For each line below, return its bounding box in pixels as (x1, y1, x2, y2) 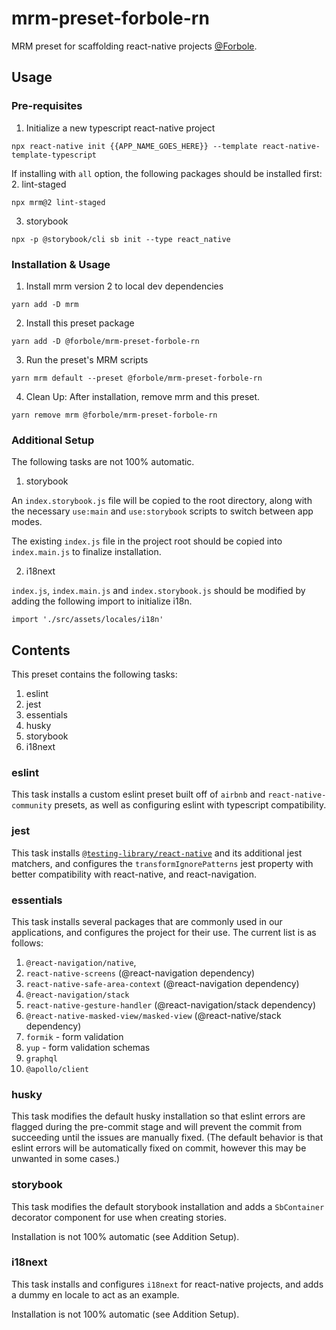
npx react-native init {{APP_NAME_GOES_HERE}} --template (11, 141, 258, 151)
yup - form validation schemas (25, 1041, 151, 1053)
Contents (11, 642, 71, 659)
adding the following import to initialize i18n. (11, 595, 193, 607)
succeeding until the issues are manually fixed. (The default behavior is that (11, 1132, 324, 1144)
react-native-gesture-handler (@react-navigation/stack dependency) (25, 998, 317, 1011)
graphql (25, 1053, 58, 1064)
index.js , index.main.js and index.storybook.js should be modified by (11, 585, 306, 597)
